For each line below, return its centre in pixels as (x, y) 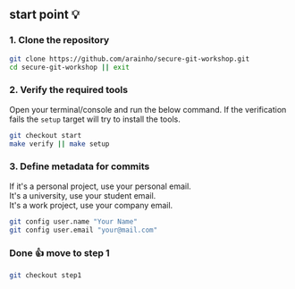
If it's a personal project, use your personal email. (101, 186)
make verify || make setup (59, 144)
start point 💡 (45, 15)
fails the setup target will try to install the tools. (95, 119)
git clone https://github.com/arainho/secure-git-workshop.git (130, 59)
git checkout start (46, 135)
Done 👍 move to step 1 (59, 253)
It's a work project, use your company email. (91, 205)
